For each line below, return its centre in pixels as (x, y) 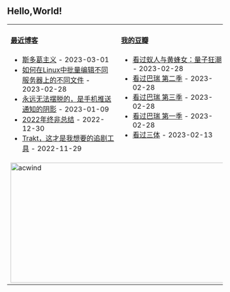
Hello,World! (35, 11)
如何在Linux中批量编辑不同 (65, 70)
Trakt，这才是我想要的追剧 (65, 138)
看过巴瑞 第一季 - (161, 116)
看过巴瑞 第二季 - (161, 79)
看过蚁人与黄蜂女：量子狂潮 (177, 59)
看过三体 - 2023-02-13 (172, 135)
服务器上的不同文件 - (56, 80)
